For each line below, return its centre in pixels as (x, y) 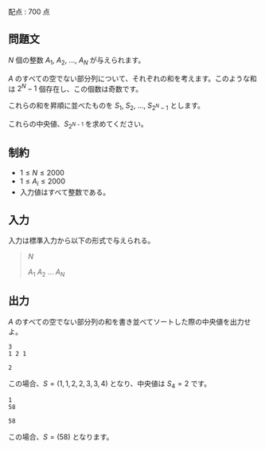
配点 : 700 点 (29, 12)
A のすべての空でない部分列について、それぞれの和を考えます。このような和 (132, 78)
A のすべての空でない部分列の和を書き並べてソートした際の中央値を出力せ (130, 321)
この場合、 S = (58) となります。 (61, 436)
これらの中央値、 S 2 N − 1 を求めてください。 (78, 124)
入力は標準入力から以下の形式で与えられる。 (82, 241)
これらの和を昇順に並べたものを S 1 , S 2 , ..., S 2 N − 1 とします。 (106, 106)
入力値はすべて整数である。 (65, 192)
